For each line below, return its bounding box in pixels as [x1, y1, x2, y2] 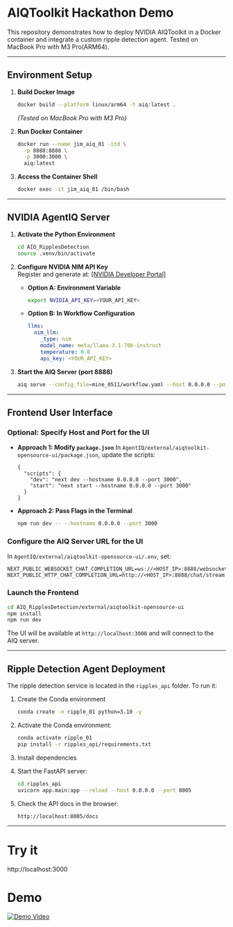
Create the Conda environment [17, 695, 106, 703]
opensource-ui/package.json [17, 452, 98, 459]
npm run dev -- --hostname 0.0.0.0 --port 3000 [17, 520, 157, 527]
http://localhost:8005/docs [17, 812, 98, 820]
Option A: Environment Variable [27, 283, 121, 292]
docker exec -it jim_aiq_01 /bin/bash [17, 186, 130, 193]
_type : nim [40, 335, 71, 343]
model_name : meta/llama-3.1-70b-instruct [40, 342, 162, 349]
